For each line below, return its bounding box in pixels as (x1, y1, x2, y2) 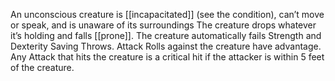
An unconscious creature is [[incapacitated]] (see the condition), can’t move (10, 9, 325, 20)
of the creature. (10, 62, 75, 73)
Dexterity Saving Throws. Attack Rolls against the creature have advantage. (10, 40, 322, 52)
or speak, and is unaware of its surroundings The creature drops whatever (10, 19, 317, 31)
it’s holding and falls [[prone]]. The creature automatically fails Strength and (10, 30, 322, 41)
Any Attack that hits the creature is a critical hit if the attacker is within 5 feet (10, 51, 325, 63)
